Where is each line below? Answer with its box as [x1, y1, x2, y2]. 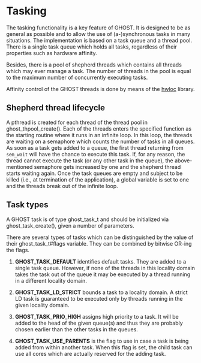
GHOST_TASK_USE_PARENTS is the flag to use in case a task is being [14, 337, 189, 344]
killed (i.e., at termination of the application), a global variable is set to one [6, 176, 189, 183]
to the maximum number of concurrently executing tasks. [6, 74, 148, 81]
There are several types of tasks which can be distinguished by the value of [6, 234, 194, 241]
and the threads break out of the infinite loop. [6, 182, 118, 189]
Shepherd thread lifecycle [6, 103, 105, 113]
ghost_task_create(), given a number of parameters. [6, 222, 135, 229]
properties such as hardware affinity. [6, 49, 97, 56]
